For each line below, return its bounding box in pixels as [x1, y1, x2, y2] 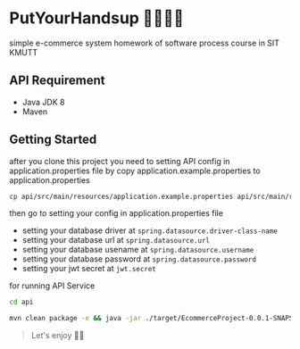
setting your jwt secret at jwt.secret [21, 263, 156, 274]
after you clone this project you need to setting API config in [9, 155, 230, 166]
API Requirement [9, 73, 105, 88]
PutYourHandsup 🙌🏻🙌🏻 [9, 8, 185, 29]
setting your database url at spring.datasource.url [21, 235, 210, 245]
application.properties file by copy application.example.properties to [9, 165, 261, 176]
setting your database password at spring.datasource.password [21, 253, 257, 264]
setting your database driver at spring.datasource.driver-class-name [21, 225, 279, 236]
